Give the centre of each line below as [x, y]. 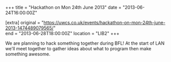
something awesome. [28, 54]
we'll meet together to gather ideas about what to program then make [78, 49]
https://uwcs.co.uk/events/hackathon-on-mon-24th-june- [104, 23]
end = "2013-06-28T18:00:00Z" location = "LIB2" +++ [63, 33]
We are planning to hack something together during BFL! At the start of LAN [85, 43]
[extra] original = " [25, 23]
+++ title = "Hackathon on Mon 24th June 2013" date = [63, 7]
